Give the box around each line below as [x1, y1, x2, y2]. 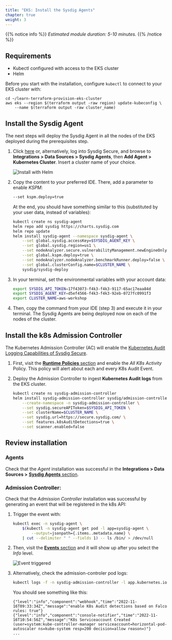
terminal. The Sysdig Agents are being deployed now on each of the [12, 311, 157, 317]
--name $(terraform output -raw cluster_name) [14, 105, 116, 111]
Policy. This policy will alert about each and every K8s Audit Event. [12, 365, 154, 371]
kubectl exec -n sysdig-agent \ [12, 521, 82, 526]
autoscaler [12, 626, 36, 632]
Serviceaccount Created [79, 617, 130, 623]
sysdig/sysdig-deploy [22, 267, 68, 272]
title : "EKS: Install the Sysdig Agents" [5, 7, 95, 13]
